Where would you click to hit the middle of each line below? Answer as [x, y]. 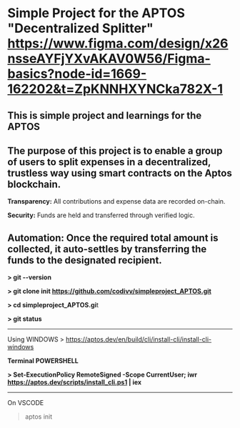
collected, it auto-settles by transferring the [107, 249]
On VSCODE [26, 403]
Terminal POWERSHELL [43, 361]
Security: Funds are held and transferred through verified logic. [101, 215]
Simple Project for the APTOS [96, 13]
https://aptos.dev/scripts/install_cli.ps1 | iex [74, 382]
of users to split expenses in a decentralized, [109, 162]
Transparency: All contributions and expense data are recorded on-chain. [116, 201]
